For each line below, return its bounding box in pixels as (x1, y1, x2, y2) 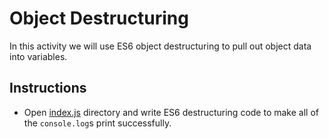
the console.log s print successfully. (23, 117, 172, 129)
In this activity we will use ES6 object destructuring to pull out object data (9, 40, 312, 52)
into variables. (9, 50, 68, 62)
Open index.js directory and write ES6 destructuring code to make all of (23, 106, 319, 118)
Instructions (9, 80, 87, 97)
